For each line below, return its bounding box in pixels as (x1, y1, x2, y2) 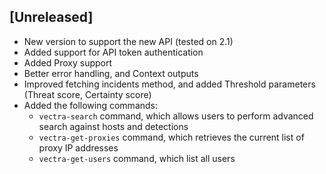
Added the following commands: (23, 99, 159, 111)
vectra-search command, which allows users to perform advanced (38, 110, 314, 122)
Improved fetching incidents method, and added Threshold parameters (23, 78, 316, 90)
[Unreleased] (9, 9, 94, 26)
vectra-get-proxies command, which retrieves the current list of (38, 131, 305, 143)
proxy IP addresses (38, 141, 119, 154)
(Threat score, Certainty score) (23, 88, 152, 100)
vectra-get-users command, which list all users (38, 152, 236, 164)
